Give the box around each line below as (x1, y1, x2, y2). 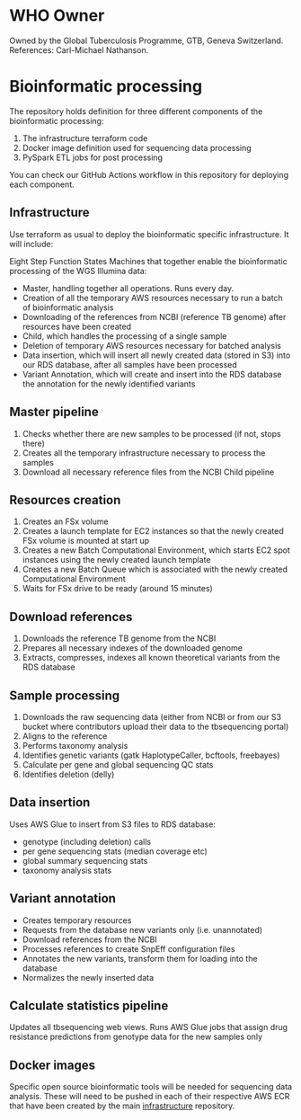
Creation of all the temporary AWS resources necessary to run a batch (22, 292, 283, 303)
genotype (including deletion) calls (22, 836, 151, 847)
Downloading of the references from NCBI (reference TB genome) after (22, 311, 287, 322)
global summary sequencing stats (22, 855, 148, 866)
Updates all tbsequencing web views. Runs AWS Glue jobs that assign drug (9, 1022, 288, 1033)
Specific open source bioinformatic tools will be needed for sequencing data (9, 1081, 293, 1092)
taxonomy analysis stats (22, 865, 112, 876)
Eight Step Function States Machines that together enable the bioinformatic (9, 255, 288, 266)
